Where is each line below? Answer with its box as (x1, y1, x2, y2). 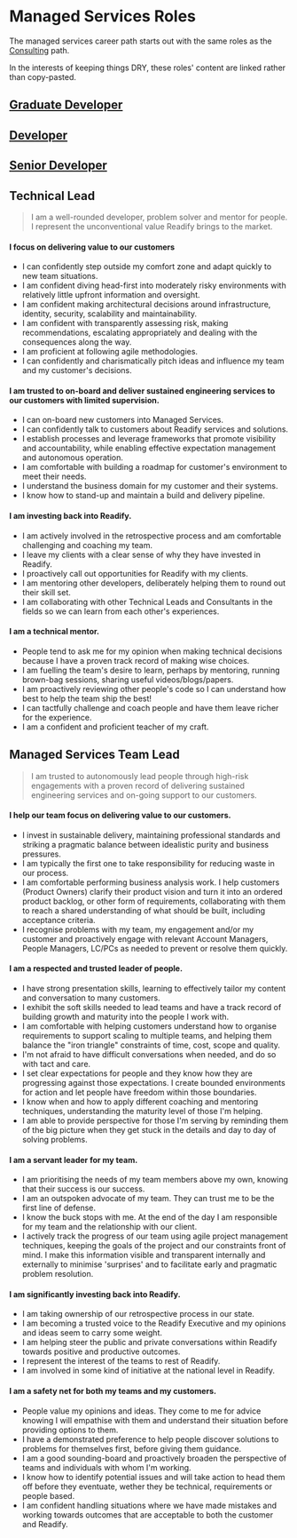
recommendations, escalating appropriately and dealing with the (21, 327, 258, 339)
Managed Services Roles (9, 6, 197, 27)
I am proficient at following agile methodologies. (21, 347, 198, 357)
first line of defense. (21, 1202, 96, 1214)
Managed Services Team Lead (9, 747, 180, 762)
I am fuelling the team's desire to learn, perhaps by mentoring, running (21, 665, 281, 675)
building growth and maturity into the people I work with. (21, 1011, 230, 1022)
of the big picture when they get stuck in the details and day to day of (21, 1124, 277, 1135)
